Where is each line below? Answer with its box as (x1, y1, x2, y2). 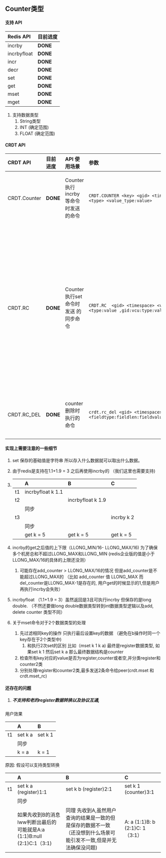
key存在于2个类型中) (19, 637, 62, 642)
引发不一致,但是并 (71, 837, 112, 844)
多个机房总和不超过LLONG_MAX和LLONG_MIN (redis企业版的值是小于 (12, 551, 155, 557)
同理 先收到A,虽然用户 (66, 807, 117, 814)
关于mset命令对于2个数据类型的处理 (12, 620, 86, 625)
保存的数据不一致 (71, 822, 111, 829)
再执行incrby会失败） (19, 586, 63, 592)
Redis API (7, 33, 31, 40)
